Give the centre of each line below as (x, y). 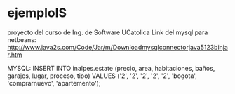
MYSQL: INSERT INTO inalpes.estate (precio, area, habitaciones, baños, (111, 68)
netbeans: (22, 39)
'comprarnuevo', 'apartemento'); (54, 83)
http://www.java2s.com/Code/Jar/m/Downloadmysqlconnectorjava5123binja (117, 47)
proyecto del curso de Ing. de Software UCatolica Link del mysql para (108, 32)
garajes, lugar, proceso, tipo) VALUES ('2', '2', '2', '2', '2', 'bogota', (102, 76)
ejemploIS (37, 13)
